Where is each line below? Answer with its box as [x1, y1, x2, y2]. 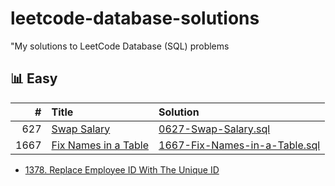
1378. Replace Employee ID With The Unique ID [24, 163, 220, 176]
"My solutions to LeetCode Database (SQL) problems [10, 40, 230, 52]
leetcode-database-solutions [10, 7, 260, 30]
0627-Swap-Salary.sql [158, 122, 271, 136]
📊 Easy [10, 70, 58, 87]
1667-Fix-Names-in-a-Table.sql [158, 138, 321, 152]
